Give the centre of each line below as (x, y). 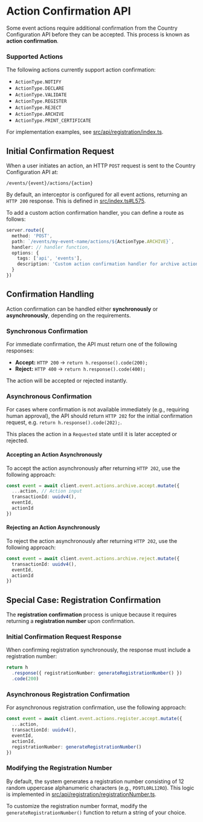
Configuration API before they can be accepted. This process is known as (98, 34)
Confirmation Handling (50, 295)
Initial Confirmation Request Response (64, 637)
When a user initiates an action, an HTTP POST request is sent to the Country (101, 166)
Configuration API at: (32, 172)
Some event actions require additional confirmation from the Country (92, 28)
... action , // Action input (47, 491)
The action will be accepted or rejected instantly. (67, 381)
